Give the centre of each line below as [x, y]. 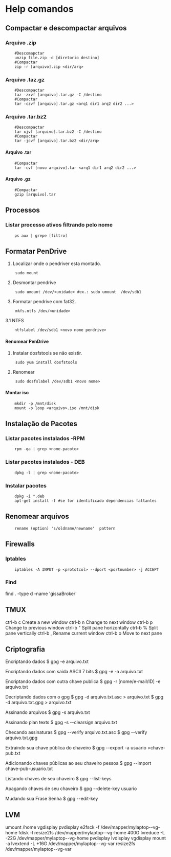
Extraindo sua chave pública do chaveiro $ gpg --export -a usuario [76, 748]
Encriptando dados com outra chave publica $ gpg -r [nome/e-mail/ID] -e [83, 681]
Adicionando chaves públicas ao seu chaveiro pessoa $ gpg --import [78, 763]
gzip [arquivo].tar [35, 194]
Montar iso [17, 393]
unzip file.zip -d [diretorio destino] [57, 58]
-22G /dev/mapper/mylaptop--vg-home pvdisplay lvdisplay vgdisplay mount [86, 838]
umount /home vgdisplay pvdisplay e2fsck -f [52, 827]
